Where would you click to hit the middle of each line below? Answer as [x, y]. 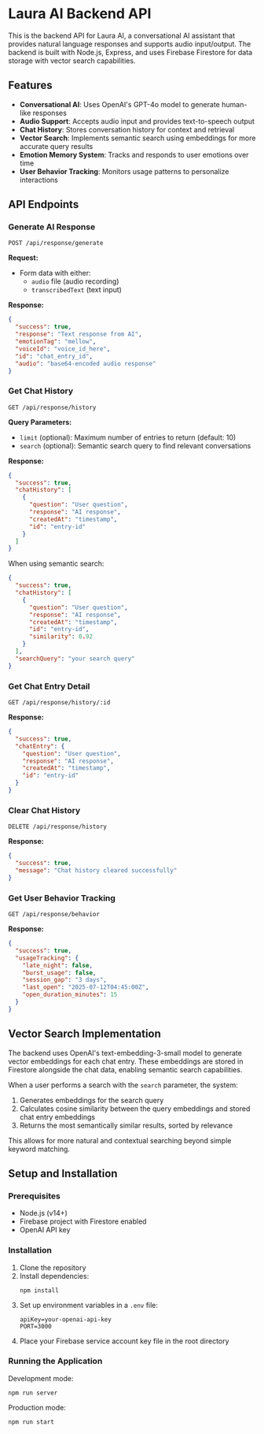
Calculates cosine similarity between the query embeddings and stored [135, 1109]
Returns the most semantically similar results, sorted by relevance [126, 1125]
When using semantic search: [56, 563]
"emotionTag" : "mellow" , [56, 342]
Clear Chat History [44, 810]
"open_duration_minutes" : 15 [70, 995]
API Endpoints [44, 204]
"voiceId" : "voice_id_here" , [63, 349]
